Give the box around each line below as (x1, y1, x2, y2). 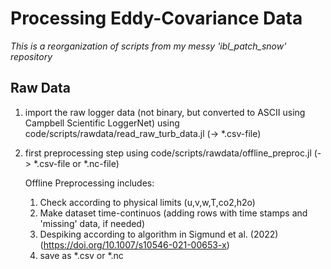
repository (10, 50, 53, 62)
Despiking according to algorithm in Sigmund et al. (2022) (39, 228, 279, 240)
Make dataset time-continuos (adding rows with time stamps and (39, 207, 308, 219)
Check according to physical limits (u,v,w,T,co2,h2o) (39, 196, 256, 208)
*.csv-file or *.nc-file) (33, 157, 120, 169)
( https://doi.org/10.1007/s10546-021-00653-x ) (39, 238, 230, 251)
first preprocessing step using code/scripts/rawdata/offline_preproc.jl (24, 147, 312, 159)
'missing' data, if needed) (39, 217, 146, 229)
